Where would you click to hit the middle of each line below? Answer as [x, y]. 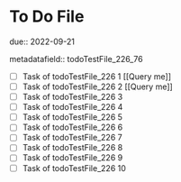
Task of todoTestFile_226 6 [72, 127]
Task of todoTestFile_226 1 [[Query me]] [97, 76]
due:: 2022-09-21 [42, 41]
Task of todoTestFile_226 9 [72, 158]
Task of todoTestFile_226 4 [72, 107]
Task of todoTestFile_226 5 [72, 117]
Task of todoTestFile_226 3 [72, 97]
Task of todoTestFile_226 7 [72, 138]
